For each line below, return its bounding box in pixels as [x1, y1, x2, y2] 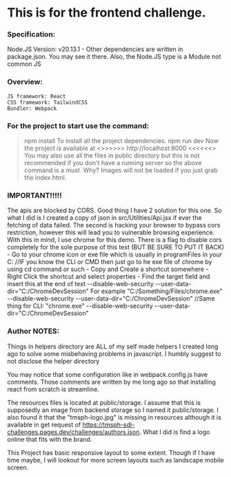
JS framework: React [7, 93, 67, 100]
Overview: [7, 77, 43, 87]
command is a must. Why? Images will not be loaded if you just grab [23, 166, 219, 174]
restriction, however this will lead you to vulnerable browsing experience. [7, 228, 215, 236]
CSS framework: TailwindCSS [7, 99, 88, 106]
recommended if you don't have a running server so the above [23, 159, 202, 167]
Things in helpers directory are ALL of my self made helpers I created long [7, 342, 219, 350]
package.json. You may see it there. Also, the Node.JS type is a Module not [7, 53, 221, 61]
